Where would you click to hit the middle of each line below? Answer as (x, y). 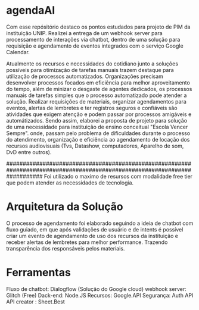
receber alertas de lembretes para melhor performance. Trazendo (87, 242)
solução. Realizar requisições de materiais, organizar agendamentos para (96, 101)
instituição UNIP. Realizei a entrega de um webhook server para (84, 33)
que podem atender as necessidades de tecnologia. (70, 183)
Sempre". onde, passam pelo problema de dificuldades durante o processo (98, 133)
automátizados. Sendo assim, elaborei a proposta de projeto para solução (97, 120)
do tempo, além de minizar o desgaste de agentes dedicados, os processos (99, 89)
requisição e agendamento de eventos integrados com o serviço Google (95, 46)
